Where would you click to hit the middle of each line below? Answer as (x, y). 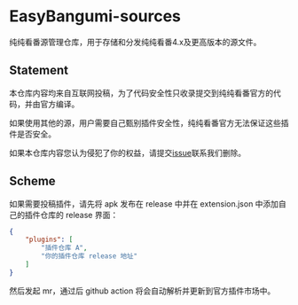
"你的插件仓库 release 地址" (90, 256)
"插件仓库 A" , (64, 248)
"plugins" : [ (49, 240)
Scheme (32, 181)
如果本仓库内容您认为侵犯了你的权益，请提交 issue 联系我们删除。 (128, 152)
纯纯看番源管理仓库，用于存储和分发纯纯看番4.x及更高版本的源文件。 (135, 42)
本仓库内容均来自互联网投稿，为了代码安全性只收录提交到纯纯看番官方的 (141, 93)
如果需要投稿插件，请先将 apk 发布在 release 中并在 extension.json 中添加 (144, 203)
